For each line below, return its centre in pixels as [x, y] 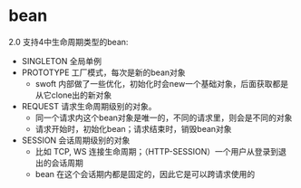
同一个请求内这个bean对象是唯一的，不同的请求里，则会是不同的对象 [164, 117]
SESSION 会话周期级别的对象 [76, 140]
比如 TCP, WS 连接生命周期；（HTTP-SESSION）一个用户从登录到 [157, 151]
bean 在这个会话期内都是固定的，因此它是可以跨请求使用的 [145, 174]
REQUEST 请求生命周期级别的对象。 [89, 106]
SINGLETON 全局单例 [61, 61]
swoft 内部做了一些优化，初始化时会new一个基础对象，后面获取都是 [162, 83]
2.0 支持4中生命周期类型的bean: [68, 42]
